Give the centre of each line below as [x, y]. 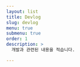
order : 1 [17, 39]
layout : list [22, 11]
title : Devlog [24, 17]
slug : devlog [22, 22]
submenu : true [24, 33]
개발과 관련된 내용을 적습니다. [43, 50]
